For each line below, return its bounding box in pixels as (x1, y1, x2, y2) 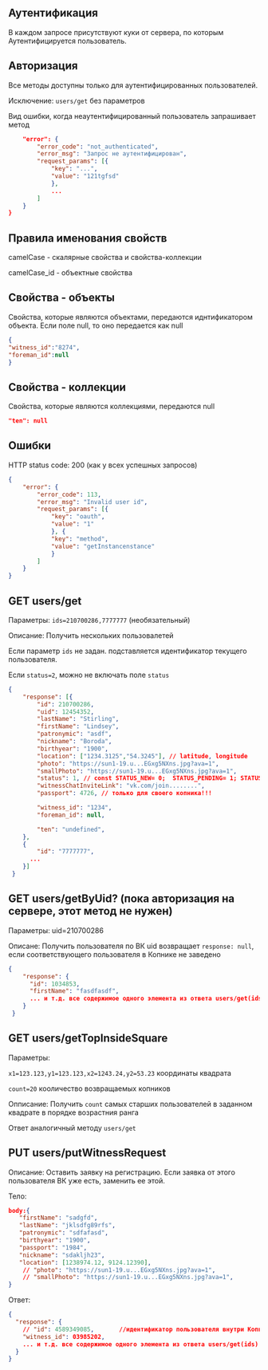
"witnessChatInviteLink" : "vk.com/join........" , (37, 781, 205, 790)
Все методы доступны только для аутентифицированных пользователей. (8, 80, 258, 90)
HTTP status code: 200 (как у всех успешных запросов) (8, 460, 198, 470)
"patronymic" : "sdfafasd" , (18, 1229, 109, 1237)
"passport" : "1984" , (18, 1243, 88, 1251)
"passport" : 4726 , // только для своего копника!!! (37, 789, 213, 797)
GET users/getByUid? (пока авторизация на (8, 892, 235, 906)
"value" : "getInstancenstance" (50, 542, 156, 550)
